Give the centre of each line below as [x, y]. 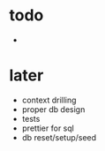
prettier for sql [48, 128]
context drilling [49, 100]
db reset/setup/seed [59, 137]
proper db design [53, 109]
